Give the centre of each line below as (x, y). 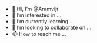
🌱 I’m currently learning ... (43, 21)
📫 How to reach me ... (39, 34)
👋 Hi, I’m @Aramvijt (35, 9)
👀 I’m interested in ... (36, 15)
